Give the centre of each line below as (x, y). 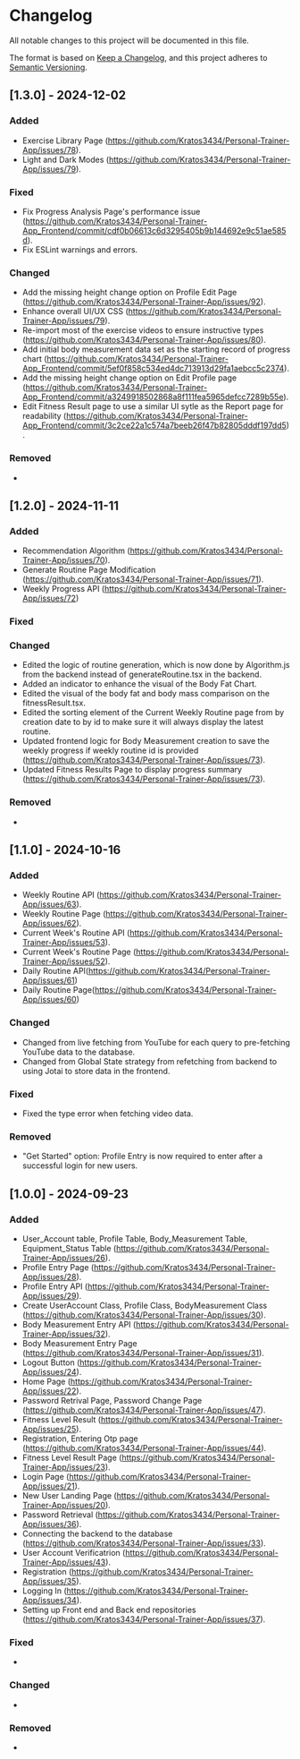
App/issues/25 (49, 1429)
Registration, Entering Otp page (80, 1439)
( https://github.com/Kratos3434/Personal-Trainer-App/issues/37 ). (144, 1619)
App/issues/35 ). (52, 1581)
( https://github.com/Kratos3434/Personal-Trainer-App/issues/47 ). (144, 1410)
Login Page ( (46, 1476)
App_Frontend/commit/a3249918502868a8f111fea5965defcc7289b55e (153, 397)
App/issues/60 (50, 1000)
